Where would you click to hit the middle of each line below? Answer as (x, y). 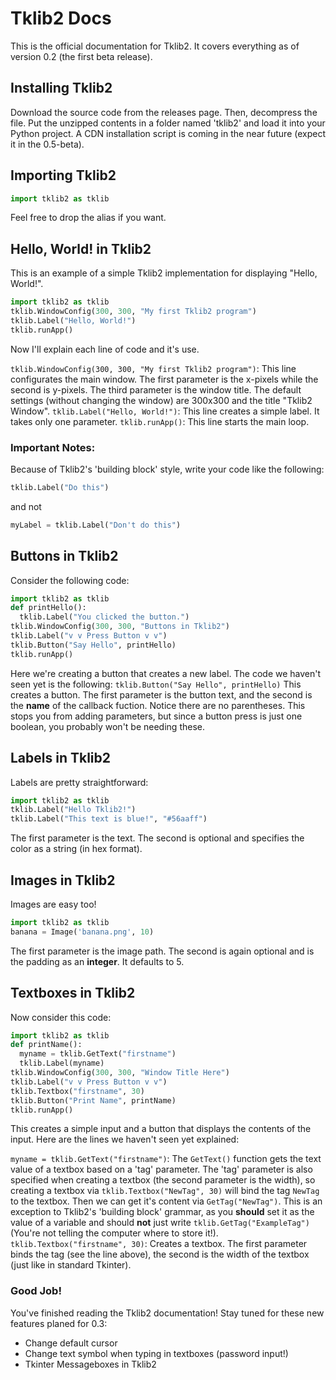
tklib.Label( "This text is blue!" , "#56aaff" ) (109, 819)
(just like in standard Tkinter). (71, 1265)
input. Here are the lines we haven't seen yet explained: (125, 1139)
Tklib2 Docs (61, 18)
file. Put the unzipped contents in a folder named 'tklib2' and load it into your (168, 123)
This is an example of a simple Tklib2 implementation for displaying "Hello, (164, 273)
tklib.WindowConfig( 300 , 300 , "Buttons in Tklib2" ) (120, 627)
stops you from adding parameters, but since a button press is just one (156, 716)
